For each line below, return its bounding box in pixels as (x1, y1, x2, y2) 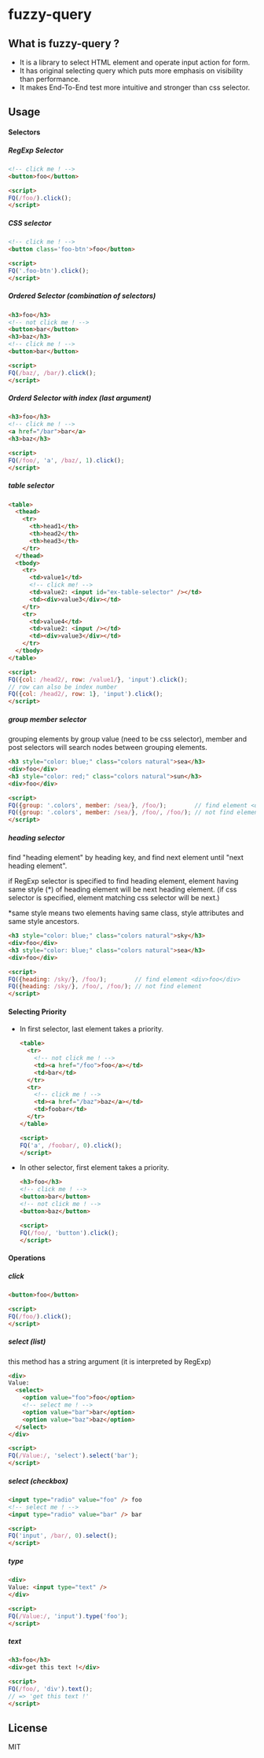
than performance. (19, 75, 81, 83)
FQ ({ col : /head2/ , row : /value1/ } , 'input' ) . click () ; (8, 675, 189, 683)
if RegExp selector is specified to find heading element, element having (8, 877, 239, 886)
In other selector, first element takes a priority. (19, 1163, 170, 1172)
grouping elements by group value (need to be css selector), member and (8, 734, 247, 744)
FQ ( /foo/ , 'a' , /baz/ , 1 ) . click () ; (8, 456, 125, 465)
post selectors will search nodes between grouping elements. (8, 743, 208, 752)
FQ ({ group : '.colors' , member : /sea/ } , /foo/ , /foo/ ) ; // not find (8, 808, 234, 817)
